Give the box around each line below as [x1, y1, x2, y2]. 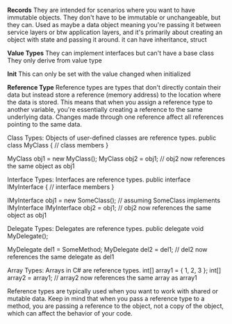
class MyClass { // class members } [7, 141, 109, 149]
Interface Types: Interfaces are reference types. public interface [7, 175, 191, 184]
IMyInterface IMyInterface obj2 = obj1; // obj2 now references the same [7, 204, 212, 211]
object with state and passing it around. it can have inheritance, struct [7, 35, 207, 44]
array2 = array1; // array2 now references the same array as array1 [7, 274, 198, 282]
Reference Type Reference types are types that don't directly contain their [7, 83, 221, 91]
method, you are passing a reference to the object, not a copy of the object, [7, 302, 224, 310]
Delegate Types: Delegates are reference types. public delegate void [7, 225, 204, 232]
